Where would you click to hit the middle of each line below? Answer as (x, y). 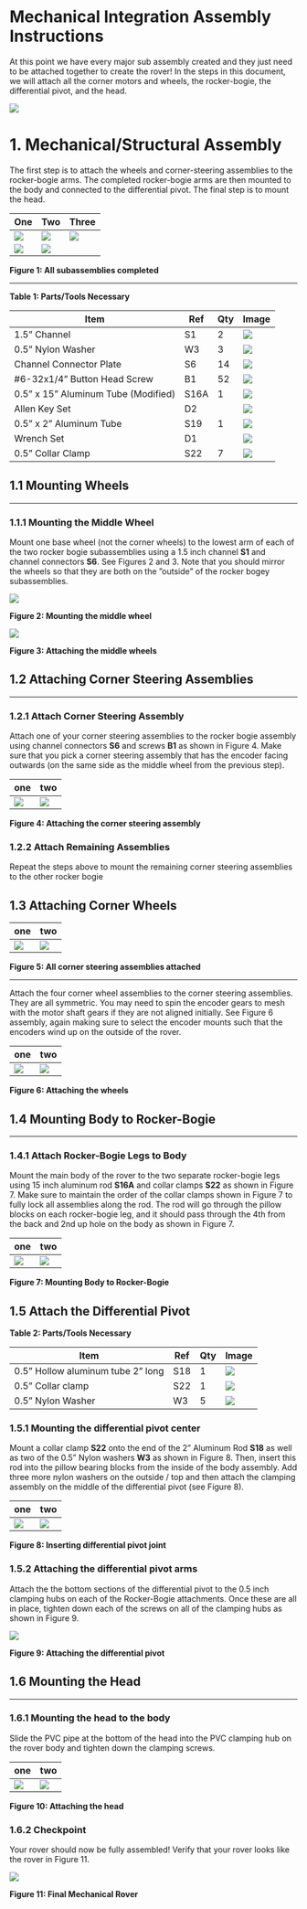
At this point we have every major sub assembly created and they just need (151, 61)
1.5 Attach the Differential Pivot (100, 1311)
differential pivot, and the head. (69, 91)
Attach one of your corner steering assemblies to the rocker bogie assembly (153, 736)
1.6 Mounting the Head (75, 1682)
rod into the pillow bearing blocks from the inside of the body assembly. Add (153, 1467)
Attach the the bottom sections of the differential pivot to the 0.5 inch (139, 1589)
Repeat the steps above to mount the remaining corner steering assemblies (151, 867)
